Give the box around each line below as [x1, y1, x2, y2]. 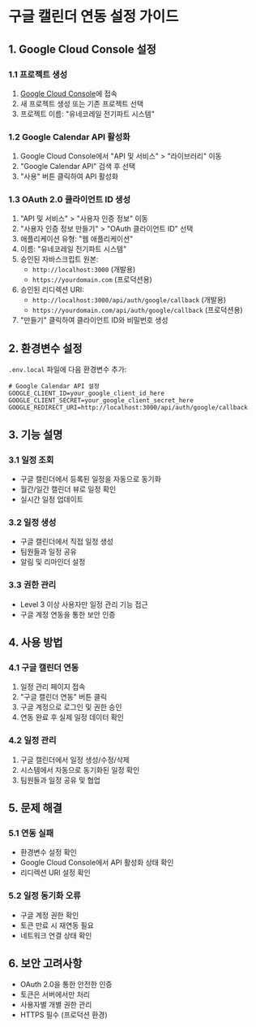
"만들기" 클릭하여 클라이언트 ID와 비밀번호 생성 [19, 315, 169, 325]
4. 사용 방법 [8, 635, 63, 649]
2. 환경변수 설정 [8, 341, 83, 355]
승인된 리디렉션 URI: [19, 285, 85, 295]
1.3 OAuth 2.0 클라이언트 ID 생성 [8, 194, 131, 206]
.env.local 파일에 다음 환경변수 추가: [8, 365, 127, 375]
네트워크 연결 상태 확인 [19, 930, 92, 940]
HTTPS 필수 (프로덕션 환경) [19, 1010, 108, 1020]
